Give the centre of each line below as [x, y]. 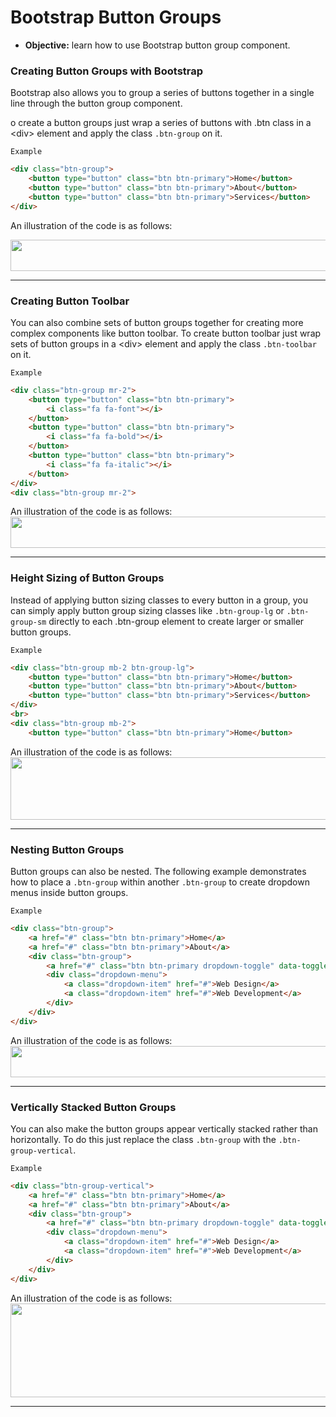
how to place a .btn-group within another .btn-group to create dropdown [160, 882]
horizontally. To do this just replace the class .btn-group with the [143, 1139]
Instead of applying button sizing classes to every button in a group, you [159, 600]
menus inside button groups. [69, 892]
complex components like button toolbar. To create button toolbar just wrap [166, 333]
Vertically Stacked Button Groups [93, 1107]
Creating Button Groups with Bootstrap [107, 71]
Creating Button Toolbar [70, 301]
